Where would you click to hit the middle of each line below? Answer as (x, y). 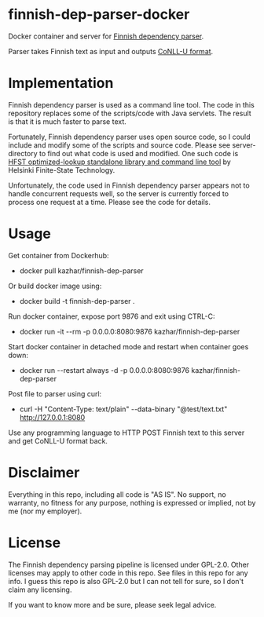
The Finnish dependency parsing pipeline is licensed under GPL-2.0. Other (129, 564)
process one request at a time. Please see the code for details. (109, 202)
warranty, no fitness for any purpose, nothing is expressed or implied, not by (132, 502)
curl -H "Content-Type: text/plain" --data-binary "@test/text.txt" (123, 409)
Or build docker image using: (55, 286)
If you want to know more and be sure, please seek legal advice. (112, 604)
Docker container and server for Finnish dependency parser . (106, 36)
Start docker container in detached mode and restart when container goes (128, 346)
